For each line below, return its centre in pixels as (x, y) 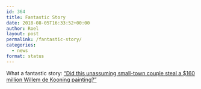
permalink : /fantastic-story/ (44, 39)
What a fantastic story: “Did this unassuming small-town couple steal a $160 (101, 73)
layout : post (23, 34)
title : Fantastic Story (36, 17)
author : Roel (23, 28)
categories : (21, 45)
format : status (25, 56)
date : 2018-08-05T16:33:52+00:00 (48, 23)
